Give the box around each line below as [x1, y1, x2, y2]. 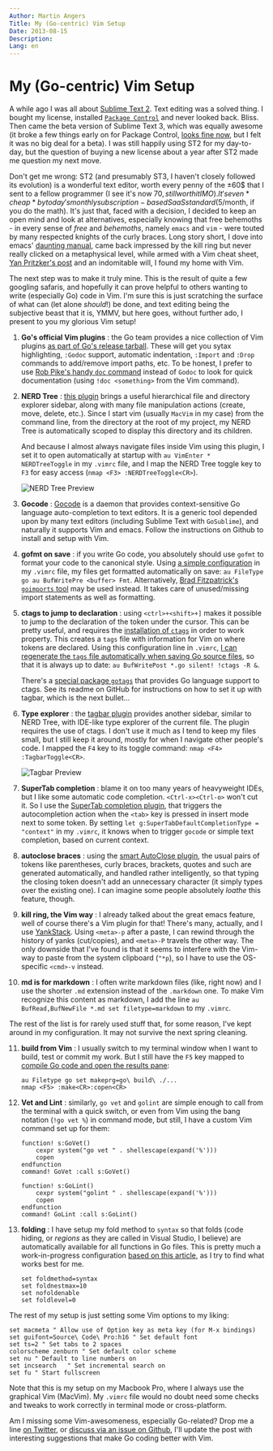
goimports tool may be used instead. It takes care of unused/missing [20, 584, 250, 594]
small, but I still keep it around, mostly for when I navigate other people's [20, 734, 264, 744]
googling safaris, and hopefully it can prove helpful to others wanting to [9, 282, 248, 292]
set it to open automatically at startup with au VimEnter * [20, 450, 211, 460]
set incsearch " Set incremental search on [9, 1362, 165, 1370]
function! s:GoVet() [20, 1139, 91, 1148]
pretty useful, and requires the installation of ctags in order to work [20, 626, 245, 635]
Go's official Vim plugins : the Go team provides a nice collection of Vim [20, 332, 264, 342]
